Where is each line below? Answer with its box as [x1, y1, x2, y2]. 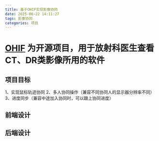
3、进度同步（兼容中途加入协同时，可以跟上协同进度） [5, 95, 114, 101]
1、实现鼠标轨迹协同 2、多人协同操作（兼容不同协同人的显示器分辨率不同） [5, 89, 155, 95]
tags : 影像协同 [5, 16, 33, 21]
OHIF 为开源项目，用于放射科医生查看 [5, 43, 155, 54]
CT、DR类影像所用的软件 [5, 55, 105, 66]
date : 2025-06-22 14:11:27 [5, 12, 59, 16]
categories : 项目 [5, 20, 39, 26]
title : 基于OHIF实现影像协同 [5, 7, 58, 12]
